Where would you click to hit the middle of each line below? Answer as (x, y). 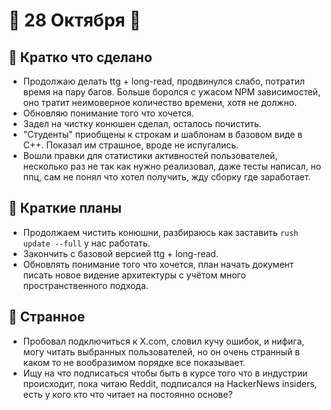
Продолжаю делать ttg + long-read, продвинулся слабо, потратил (164, 81)
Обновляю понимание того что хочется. (108, 113)
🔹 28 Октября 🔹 (74, 20)
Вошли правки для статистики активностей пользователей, (150, 155)
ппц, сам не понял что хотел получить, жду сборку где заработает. (166, 177)
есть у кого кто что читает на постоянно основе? (127, 394)
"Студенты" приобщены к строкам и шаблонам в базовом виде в (162, 134)
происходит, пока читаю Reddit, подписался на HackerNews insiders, (170, 383)
